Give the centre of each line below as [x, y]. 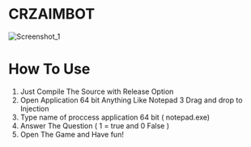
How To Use [49, 69]
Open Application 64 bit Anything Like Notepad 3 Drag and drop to [131, 100]
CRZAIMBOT [52, 14]
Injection [35, 108]
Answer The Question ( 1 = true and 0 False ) [95, 125]
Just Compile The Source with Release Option [97, 91]
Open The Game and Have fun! [72, 134]
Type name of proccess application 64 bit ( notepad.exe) [115, 117]
